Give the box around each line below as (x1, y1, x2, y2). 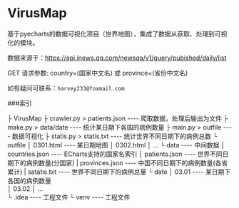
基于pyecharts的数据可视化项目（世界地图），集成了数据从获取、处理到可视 (7, 29, 228, 38)
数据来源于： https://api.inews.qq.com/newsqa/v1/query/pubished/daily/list (7, 53, 227, 62)
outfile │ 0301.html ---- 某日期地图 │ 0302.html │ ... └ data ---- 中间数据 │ (7, 140, 225, 149)
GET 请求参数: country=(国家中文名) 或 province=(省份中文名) (7, 68, 188, 77)
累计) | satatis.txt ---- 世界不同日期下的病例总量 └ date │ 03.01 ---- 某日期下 (7, 167, 230, 176)
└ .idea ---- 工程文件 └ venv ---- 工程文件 (7, 192, 131, 201)
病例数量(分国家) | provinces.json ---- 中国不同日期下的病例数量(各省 (26, 158, 228, 167)
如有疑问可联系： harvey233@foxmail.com (7, 83, 125, 92)
